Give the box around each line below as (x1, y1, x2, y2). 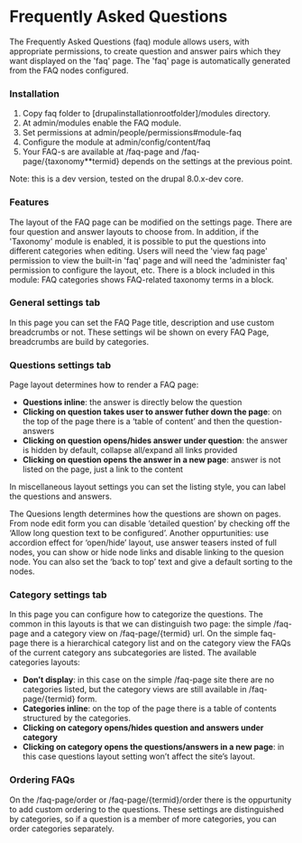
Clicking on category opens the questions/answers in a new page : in (22, 742, 285, 753)
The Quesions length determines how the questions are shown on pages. (9, 508, 281, 520)
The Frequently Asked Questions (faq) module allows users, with (9, 36, 250, 47)
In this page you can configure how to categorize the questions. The (9, 609, 263, 620)
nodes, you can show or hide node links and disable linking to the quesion (9, 547, 284, 558)
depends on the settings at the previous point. (121, 156, 293, 167)
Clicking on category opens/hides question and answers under (22, 722, 264, 733)
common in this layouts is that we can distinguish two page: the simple (9, 618, 272, 629)
